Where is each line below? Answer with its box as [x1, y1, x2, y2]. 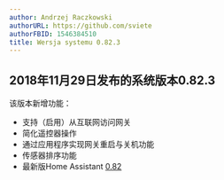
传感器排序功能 [21, 150, 77, 160]
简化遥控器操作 [21, 128, 77, 138]
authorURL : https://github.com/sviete [9, 21, 152, 30]
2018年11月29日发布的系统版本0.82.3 [9, 73, 216, 88]
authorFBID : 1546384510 [9, 29, 97, 38]
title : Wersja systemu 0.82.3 [9, 37, 121, 47]
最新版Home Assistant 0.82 [21, 161, 122, 172]
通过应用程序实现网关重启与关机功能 [21, 139, 155, 150]
